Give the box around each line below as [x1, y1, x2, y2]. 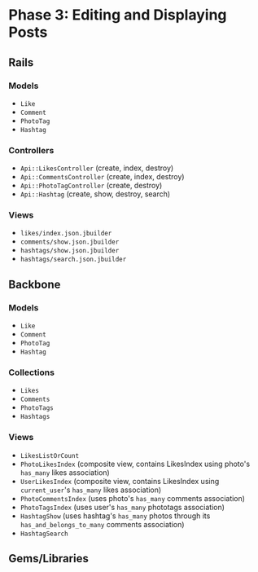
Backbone [8, 277, 61, 291]
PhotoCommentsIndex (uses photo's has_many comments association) [20, 493, 246, 503]
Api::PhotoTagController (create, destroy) [20, 181, 163, 191]
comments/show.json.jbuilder [20, 238, 120, 246]
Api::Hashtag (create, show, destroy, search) [20, 189, 171, 199]
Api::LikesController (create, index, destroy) [20, 163, 174, 173]
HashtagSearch [20, 530, 68, 538]
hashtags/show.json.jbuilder [20, 247, 120, 255]
